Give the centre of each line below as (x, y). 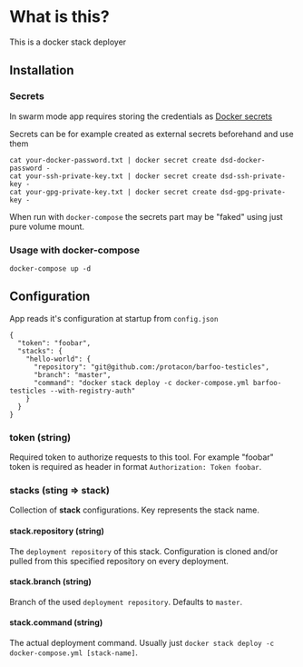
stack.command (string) (56, 622)
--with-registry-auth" (93, 391)
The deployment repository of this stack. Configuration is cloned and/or (144, 551)
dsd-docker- (243, 160)
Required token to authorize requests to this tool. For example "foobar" (142, 457)
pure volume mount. (47, 226)
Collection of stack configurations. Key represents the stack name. (135, 510)
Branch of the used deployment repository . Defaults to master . (126, 602)
